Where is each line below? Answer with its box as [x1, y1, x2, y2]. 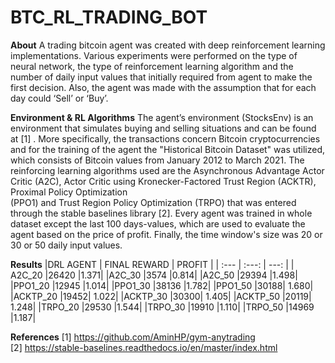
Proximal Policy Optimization [10, 186, 128, 198]
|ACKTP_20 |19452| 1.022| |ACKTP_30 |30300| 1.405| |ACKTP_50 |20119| [10, 290, 312, 302]
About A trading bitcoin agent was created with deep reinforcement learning [10, 39, 326, 51]
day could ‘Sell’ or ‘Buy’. [10, 92, 109, 104]
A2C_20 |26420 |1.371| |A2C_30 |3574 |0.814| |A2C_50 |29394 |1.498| [10, 269, 298, 281]
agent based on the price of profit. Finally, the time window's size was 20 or [10, 228, 323, 240]
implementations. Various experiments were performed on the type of [10, 49, 298, 61]
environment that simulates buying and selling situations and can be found [10, 122, 317, 134]
